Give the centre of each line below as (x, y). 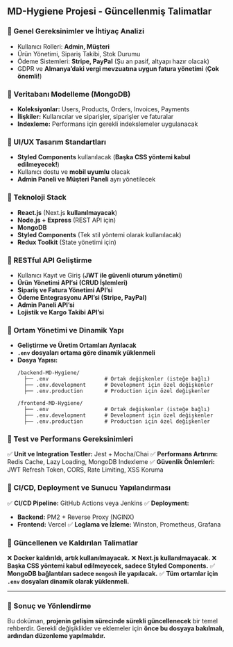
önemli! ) (29, 76)
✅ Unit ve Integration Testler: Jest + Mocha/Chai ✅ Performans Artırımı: (113, 454)
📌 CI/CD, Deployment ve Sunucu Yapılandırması (89, 488)
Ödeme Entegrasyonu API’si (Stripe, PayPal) (82, 297)
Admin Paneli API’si (46, 305)
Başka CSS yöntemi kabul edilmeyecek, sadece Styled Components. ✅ (111, 566)
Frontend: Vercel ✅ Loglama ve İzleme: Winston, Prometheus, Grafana (119, 524)
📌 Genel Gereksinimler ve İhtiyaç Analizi (76, 31)
